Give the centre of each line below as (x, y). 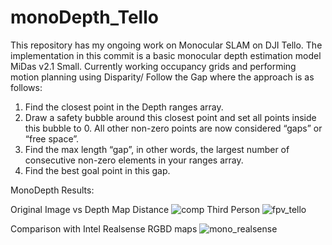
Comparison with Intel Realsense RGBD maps (104, 228)
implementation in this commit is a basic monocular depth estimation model (166, 55)
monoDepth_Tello (84, 17)
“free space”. (52, 138)
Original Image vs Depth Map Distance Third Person (135, 209)
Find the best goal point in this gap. (97, 170)
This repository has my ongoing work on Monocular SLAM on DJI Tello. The (166, 45)
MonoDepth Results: (52, 190)
